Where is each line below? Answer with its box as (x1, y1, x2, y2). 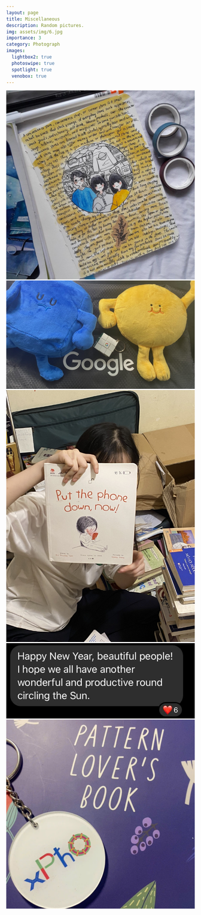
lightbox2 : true (11, 54, 52, 60)
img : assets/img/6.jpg (6, 29, 63, 35)
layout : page (6, 10, 39, 16)
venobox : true (11, 73, 47, 79)
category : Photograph (6, 41, 60, 47)
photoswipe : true (11, 60, 55, 66)
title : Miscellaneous (6, 16, 60, 22)
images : (6, 48, 26, 54)
